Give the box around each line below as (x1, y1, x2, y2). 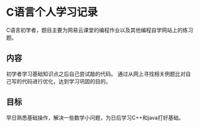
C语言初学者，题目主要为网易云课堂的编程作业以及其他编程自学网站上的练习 (6, 26, 194, 34)
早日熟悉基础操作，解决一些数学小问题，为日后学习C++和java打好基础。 (6, 114, 184, 121)
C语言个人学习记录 (6, 5, 98, 19)
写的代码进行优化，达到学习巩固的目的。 (11, 77, 111, 84)
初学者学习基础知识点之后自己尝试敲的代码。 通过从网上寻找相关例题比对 (6, 70, 186, 77)
